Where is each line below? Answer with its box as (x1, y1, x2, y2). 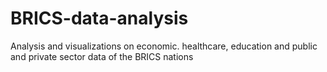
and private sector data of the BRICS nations (10, 50, 194, 62)
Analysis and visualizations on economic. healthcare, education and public (10, 40, 318, 52)
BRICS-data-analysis (10, 7, 189, 30)
